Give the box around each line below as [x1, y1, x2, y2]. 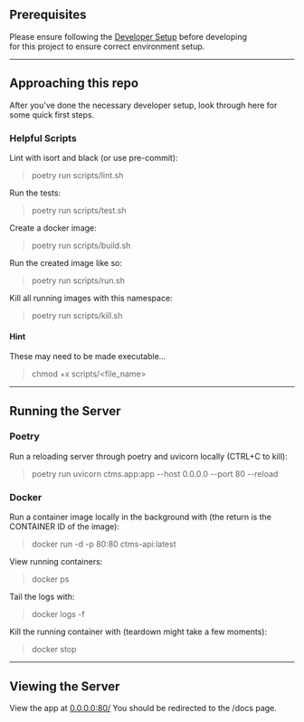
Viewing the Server [9, 679, 120, 694]
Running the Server [9, 403, 121, 419]
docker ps [31, 574, 70, 584]
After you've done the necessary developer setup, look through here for [9, 100, 278, 110]
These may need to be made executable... [9, 351, 166, 362]
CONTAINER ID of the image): [9, 521, 120, 532]
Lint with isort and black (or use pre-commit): [9, 152, 178, 163]
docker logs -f [31, 609, 85, 620]
